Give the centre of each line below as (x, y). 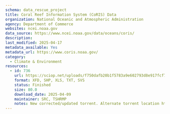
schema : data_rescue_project (36, 10)
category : (16, 57)
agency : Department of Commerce (39, 24)
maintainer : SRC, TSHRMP (40, 99)
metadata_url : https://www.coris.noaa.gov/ (52, 52)
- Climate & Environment (36, 62)
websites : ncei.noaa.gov (31, 29)
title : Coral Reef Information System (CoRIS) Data (61, 15)
